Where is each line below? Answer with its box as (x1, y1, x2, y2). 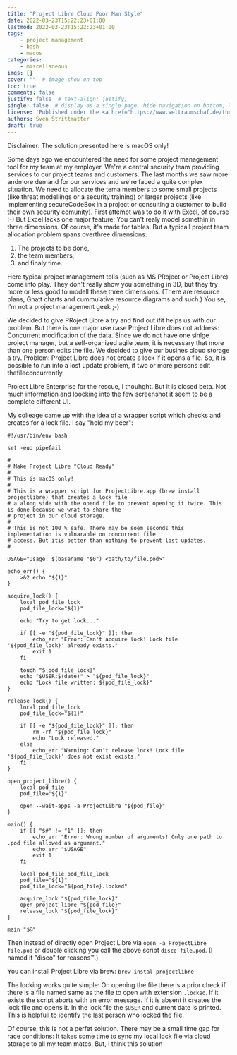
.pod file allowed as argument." (7, 839, 106, 847)
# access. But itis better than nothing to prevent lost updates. (7, 537, 207, 544)
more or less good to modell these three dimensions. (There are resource (7, 287, 220, 296)
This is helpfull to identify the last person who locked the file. (7, 1011, 185, 1019)
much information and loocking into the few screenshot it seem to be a (7, 390, 213, 398)
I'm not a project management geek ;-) (7, 302, 120, 311)
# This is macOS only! (7, 475, 74, 482)
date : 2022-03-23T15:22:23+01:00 (7, 17, 106, 24)
